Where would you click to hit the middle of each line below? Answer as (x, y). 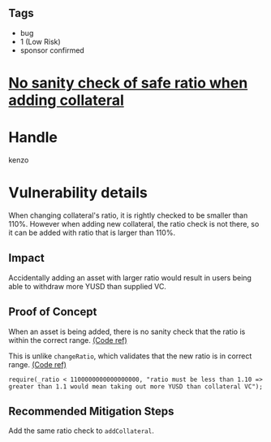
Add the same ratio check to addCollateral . (81, 431)
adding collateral (66, 100)
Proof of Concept (53, 312)
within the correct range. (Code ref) (68, 340)
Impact (26, 258)
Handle (33, 138)
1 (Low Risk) (40, 41)
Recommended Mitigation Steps (91, 411)
